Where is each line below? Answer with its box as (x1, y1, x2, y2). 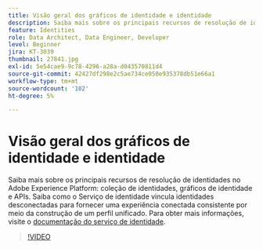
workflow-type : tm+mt (8, 77, 79, 85)
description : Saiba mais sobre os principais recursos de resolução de (8, 19, 247, 27)
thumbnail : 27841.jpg (8, 56, 79, 64)
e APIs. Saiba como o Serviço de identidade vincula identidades (8, 192, 214, 201)
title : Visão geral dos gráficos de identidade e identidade (8, 11, 212, 20)
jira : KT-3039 (8, 48, 55, 56)
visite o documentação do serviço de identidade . (8, 217, 166, 226)
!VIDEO (27, 233, 51, 242)
